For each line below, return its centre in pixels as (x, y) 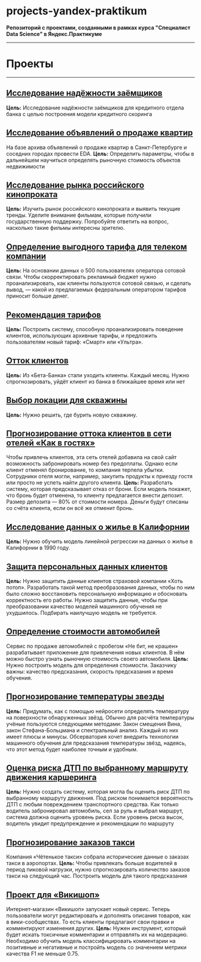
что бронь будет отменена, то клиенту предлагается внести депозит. (95, 496)
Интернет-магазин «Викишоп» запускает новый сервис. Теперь (88, 909)
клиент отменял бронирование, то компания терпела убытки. (85, 470)
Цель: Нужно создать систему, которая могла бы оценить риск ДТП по (98, 792)
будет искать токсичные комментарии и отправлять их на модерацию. (97, 934)
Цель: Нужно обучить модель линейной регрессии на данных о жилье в (100, 541)
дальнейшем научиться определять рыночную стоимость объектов (93, 160)
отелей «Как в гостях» (51, 443)
